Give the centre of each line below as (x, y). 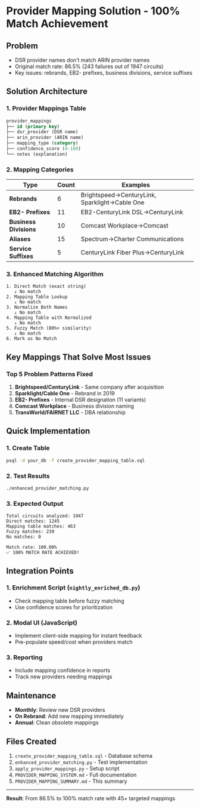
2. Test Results (28, 476)
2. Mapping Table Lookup (37, 297)
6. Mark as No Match (32, 339)
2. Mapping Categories (40, 170)
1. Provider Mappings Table (46, 109)
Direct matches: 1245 (33, 521)
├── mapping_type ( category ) (42, 143)
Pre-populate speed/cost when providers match (74, 642)
